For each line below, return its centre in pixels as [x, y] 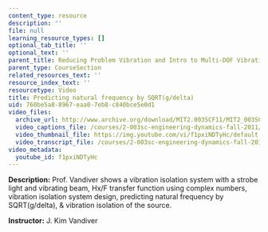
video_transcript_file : [55, 142]
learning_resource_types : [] [57, 38]
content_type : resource [48, 16]
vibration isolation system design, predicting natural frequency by [116, 197]
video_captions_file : [51, 127]
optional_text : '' [39, 53]
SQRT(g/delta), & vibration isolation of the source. [90, 206]
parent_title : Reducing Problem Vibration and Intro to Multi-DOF [121, 61]
